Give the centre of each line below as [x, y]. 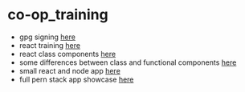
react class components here [67, 54]
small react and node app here [70, 70]
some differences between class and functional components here [128, 62]
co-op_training [58, 15]
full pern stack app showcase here [76, 79]
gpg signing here [47, 37]
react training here [50, 45]
